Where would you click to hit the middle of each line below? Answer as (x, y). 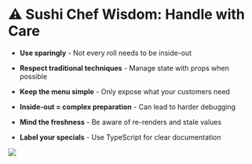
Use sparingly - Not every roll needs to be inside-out (106, 53)
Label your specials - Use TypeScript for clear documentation (120, 137)
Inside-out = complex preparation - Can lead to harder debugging (128, 107)
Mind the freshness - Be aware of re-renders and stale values (121, 122)
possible (33, 76)
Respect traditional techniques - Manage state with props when (124, 67)
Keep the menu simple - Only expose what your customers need (124, 91)
